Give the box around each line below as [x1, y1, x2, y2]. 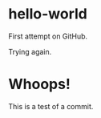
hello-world [8, 5, 88, 23]
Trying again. [8, 47, 52, 56]
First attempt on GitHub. [8, 31, 88, 41]
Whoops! [8, 75, 71, 93]
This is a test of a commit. [8, 101, 94, 111]
